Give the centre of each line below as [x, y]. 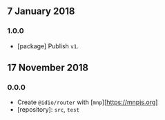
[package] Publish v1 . [48, 46]
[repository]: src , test [48, 110]
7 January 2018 [41, 11]
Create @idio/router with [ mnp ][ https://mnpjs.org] [87, 102]
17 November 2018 [48, 68]
